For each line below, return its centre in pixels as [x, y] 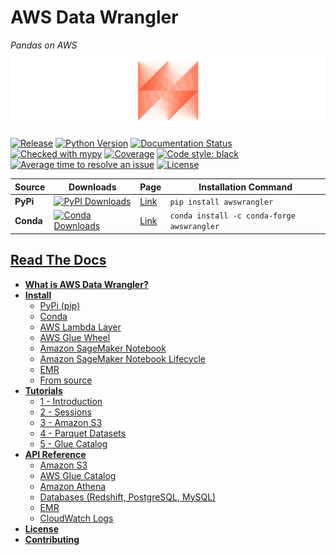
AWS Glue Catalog [78, 475]
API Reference [55, 454]
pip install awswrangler [221, 202]
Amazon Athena [73, 486]
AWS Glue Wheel [75, 337]
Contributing [52, 539]
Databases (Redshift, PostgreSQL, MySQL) [128, 497]
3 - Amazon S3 [71, 422]
